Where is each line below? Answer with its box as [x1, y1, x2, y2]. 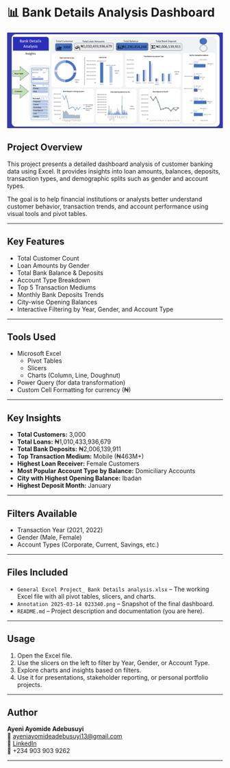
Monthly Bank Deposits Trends [16, 290, 104, 298]
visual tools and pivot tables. [7, 209, 88, 217]
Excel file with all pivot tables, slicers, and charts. [16, 592, 156, 600]
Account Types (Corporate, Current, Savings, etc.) [16, 540, 159, 549]
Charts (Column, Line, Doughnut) [27, 371, 121, 380]
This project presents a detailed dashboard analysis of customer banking [7, 160, 214, 168]
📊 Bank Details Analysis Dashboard [7, 5, 216, 21]
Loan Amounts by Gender [16, 261, 90, 269]
